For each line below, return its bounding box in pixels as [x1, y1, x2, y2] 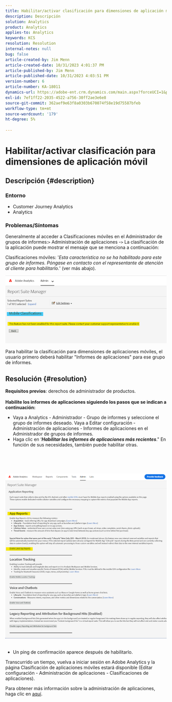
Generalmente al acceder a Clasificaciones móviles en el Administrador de [5, 233, 163, 240]
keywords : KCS [5, 35, 36, 41]
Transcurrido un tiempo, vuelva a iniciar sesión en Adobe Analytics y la [5, 659, 155, 665]
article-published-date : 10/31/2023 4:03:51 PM [5, 74, 109, 79]
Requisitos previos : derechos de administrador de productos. [5, 388, 136, 394]
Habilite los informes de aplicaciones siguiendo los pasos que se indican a [5, 399, 167, 405]
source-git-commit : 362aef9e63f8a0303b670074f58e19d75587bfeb [5, 100, 141, 105]
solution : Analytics [5, 19, 50, 24]
